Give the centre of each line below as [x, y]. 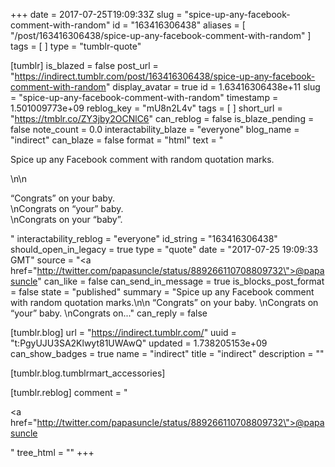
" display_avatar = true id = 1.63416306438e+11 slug [213, 87]
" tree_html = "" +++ [52, 452]
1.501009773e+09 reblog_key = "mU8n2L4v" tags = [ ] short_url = [146, 108]
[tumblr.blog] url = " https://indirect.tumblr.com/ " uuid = [123, 332]
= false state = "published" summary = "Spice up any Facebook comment [162, 292]
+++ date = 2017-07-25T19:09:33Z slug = [96, 14]
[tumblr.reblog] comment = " [69, 392]
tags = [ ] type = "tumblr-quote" [76, 46]
